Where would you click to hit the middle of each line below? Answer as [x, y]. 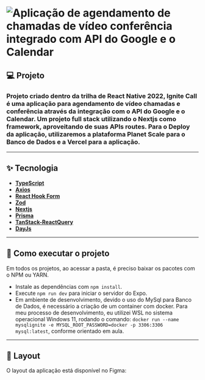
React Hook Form [38, 196]
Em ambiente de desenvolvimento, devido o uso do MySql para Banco [103, 299]
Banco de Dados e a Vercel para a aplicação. [73, 142]
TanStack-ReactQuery [44, 222]
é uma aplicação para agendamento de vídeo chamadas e [93, 103]
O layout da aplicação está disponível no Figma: [67, 371]
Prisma [24, 215]
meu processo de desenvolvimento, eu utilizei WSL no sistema [94, 313]
